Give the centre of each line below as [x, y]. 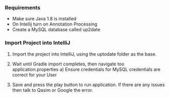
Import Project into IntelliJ [38, 43]
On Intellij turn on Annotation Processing [55, 24]
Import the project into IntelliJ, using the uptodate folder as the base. [84, 54]
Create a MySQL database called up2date [56, 30]
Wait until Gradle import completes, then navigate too [68, 64]
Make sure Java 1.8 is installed [44, 19]
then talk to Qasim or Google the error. [53, 90]
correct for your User [34, 75]
